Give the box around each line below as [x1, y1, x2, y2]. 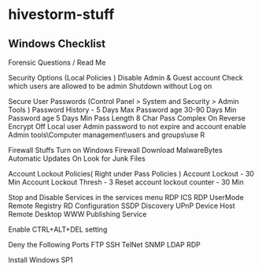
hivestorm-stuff [8, 6, 115, 24]
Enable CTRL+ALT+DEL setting [8, 225, 108, 234]
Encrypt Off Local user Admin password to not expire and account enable [8, 122, 246, 131]
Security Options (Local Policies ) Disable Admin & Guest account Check [8, 73, 244, 82]
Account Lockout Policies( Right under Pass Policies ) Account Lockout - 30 [8, 169, 254, 178]
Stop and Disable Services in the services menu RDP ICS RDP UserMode [8, 193, 244, 202]
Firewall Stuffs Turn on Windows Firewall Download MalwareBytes [8, 146, 223, 154]
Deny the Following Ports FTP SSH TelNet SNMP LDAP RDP [8, 240, 201, 249]
